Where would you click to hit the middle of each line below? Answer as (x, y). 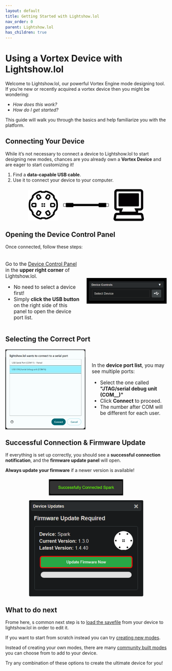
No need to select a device (45, 287)
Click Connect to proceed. (131, 401)
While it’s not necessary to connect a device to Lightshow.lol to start (77, 153)
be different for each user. (130, 413)
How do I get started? (36, 110)
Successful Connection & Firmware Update (76, 442)
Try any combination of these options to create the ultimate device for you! (84, 663)
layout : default (23, 11)
